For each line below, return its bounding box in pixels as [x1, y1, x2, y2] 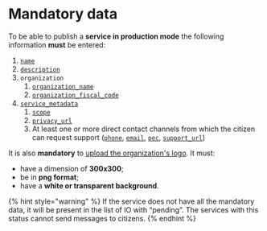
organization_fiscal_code [31, 91, 119, 99]
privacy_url [31, 117, 72, 125]
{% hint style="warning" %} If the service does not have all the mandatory [8, 196, 255, 206]
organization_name [31, 82, 94, 91]
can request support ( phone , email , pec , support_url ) [31, 132, 206, 142]
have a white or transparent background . [19, 180, 159, 190]
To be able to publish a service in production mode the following [8, 31, 224, 41]
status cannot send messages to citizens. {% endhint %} [8, 213, 197, 223]
